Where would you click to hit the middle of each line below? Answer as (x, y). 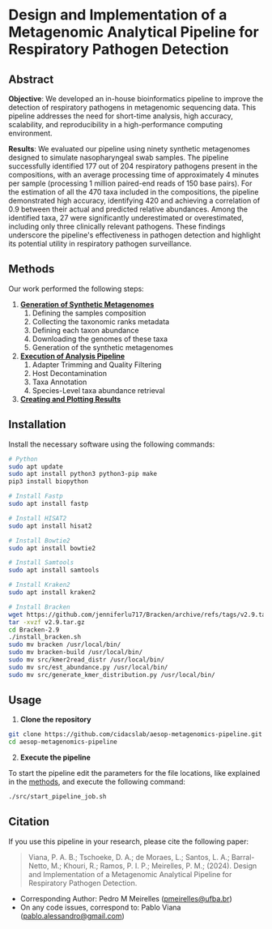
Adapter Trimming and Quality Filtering (97, 364)
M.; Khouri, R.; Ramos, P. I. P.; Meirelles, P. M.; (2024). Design (154, 866)
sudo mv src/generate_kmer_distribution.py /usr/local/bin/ (112, 674)
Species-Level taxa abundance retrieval (98, 390)
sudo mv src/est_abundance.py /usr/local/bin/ (88, 667)
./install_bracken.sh (45, 637)
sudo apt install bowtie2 (52, 548)
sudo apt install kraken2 (52, 593)
